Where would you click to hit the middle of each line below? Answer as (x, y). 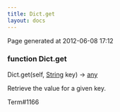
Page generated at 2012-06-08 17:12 (61, 40)
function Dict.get (37, 59)
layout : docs (26, 21)
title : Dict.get (31, 14)
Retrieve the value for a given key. (56, 88)
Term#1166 (23, 102)
